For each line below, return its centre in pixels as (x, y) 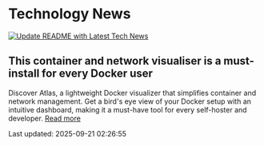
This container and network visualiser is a (115, 61)
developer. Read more (45, 118)
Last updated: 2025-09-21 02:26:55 (67, 133)
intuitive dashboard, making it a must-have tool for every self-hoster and (128, 109)
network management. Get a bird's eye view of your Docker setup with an (130, 101)
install (24, 74)
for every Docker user (97, 74)
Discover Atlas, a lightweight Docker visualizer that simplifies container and (132, 93)
